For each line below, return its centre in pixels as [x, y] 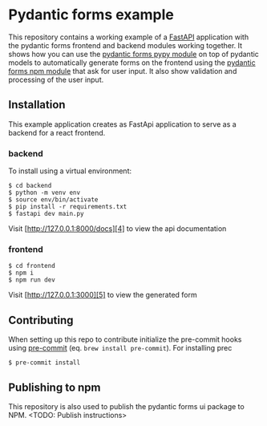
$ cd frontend [32, 266]
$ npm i [21, 273]
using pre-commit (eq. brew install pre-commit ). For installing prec [120, 348]
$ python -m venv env [44, 193]
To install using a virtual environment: [70, 171]
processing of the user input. [56, 79]
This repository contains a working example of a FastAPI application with [129, 37]
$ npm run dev [32, 280]
